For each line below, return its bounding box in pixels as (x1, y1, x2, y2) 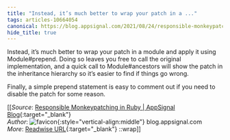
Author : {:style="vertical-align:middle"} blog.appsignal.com (7, 117, 203, 126)
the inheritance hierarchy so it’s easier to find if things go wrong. (7, 70, 190, 78)
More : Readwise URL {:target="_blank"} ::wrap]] (7, 125, 142, 133)
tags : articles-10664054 (7, 16, 78, 23)
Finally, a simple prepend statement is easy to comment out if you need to (7, 83, 216, 91)
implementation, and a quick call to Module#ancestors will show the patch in (7, 62, 223, 70)
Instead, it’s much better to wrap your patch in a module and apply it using (7, 48, 217, 56)
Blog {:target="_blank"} (7, 111, 72, 119)
